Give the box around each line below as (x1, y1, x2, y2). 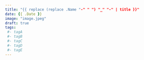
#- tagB (7, 34, 23, 39)
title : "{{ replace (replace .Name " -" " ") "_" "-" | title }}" (5, 7, 140, 12)
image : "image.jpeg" (5, 16, 47, 21)
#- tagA (7, 30, 23, 34)
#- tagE (7, 47, 23, 52)
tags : (5, 25, 16, 30)
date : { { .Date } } (5, 12, 42, 16)
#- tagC (7, 39, 23, 44)
